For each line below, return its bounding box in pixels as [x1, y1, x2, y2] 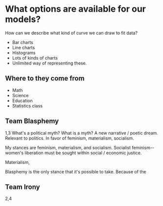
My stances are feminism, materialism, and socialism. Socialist [5, 144, 131, 150]
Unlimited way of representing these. [12, 60, 87, 66]
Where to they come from [5, 74, 85, 82]
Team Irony [5, 183, 40, 191]
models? [5, 14, 41, 25]
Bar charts [12, 39, 33, 45]
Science [12, 92, 29, 98]
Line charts [12, 44, 35, 50]
